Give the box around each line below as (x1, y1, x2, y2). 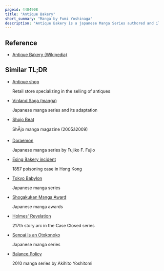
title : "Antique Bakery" (5, 12, 56, 17)
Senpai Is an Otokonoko (12, 232, 61, 238)
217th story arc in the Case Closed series (12, 222, 95, 228)
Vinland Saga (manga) (12, 97, 57, 103)
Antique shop (12, 78, 40, 84)
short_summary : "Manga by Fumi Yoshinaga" (5, 16, 93, 21)
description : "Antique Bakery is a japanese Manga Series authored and (5, 20, 154, 26)
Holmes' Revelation (12, 213, 51, 219)
